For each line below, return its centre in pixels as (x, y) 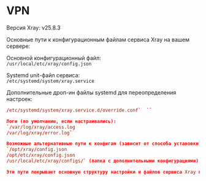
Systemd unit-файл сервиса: (43, 75)
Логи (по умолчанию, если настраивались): (61, 121)
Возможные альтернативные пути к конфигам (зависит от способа (89, 144)
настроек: (19, 99)
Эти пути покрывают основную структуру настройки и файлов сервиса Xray (101, 172)
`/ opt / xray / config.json (37, 150)
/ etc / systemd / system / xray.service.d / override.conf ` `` (79, 110)
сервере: (18, 46)
